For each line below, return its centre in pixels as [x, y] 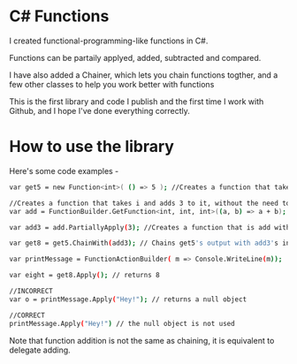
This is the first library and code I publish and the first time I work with [137, 101]
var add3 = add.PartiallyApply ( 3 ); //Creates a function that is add [140, 227]
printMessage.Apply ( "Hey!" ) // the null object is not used [122, 323]
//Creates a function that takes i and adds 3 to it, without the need [144, 203]
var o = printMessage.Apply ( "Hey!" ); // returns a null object [128, 299]
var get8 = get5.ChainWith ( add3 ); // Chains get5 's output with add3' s [144, 243]
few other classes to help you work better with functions [112, 84]
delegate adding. [40, 350]
